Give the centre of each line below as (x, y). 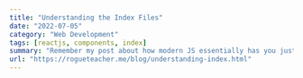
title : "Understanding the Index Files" (87, 17)
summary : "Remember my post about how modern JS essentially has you (143, 51)
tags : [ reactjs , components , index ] (78, 43)
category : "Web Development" (64, 34)
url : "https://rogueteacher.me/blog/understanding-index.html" (131, 59)
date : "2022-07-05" (46, 26)
